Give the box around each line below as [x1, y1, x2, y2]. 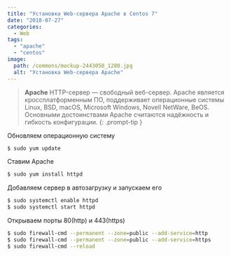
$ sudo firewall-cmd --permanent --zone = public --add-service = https [7, 236, 211, 243]
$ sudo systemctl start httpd [7, 204, 96, 211]
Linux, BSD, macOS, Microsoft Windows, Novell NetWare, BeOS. [24, 103, 210, 111]
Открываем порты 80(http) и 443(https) [7, 216, 125, 225]
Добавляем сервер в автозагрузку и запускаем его [7, 183, 162, 192]
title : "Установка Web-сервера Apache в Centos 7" [7, 10, 158, 17]
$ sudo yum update [7, 145, 61, 152]
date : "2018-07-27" [7, 17, 64, 24]
